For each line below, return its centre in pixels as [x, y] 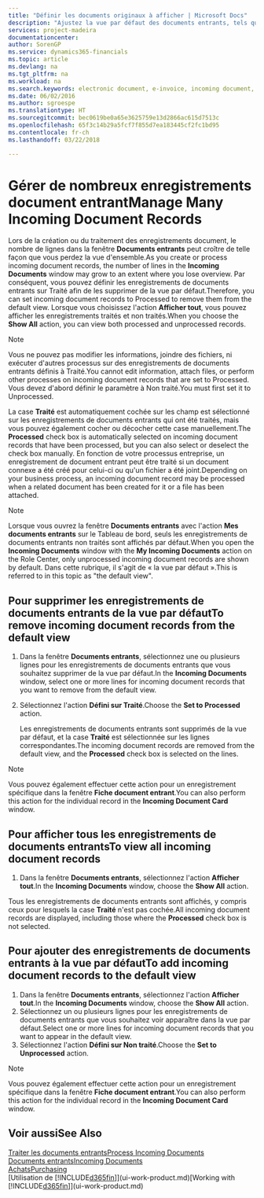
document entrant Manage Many [116, 202]
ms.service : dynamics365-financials [68, 52]
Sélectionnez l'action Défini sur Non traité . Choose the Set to [118, 1045]
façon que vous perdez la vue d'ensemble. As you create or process [118, 257]
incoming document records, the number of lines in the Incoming [114, 266]
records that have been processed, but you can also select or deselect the [128, 445]
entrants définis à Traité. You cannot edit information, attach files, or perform [131, 371]
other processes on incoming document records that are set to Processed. [129, 380]
